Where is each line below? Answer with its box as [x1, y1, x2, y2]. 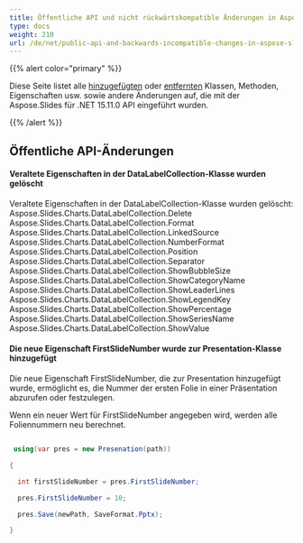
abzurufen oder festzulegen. [9, 392, 115, 403]
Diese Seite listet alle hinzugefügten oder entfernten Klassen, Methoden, [9, 80, 280, 91]
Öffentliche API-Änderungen [9, 143, 174, 159]
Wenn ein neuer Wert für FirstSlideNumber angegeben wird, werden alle [9, 410, 278, 420]
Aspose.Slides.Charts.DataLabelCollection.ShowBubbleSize [9, 265, 232, 276]
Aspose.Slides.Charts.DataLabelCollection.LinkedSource [9, 226, 219, 237]
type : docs [9, 22, 50, 31]
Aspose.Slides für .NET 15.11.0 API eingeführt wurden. [9, 100, 209, 111]
